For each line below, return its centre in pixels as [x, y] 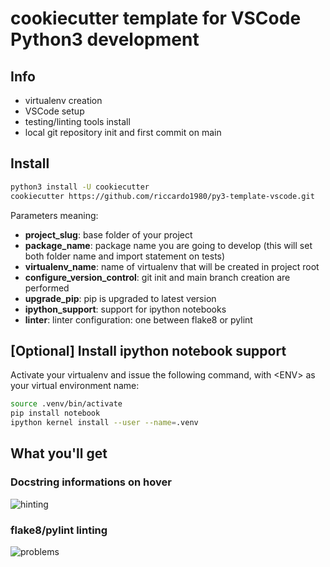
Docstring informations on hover [91, 482]
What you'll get [59, 453]
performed [47, 288]
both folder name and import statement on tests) [125, 256]
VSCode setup [54, 111]
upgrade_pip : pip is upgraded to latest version [120, 298]
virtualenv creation [63, 100]
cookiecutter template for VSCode [156, 18]
